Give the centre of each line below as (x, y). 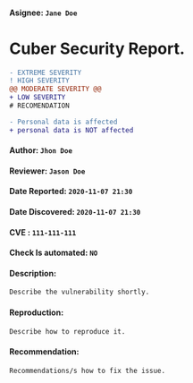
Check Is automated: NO (54, 253)
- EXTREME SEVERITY (46, 72)
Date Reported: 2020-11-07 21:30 (71, 191)
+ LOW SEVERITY (38, 98)
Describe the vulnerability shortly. (80, 292)
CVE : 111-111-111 (43, 232)
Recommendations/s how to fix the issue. (88, 370)
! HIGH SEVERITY (39, 81)
